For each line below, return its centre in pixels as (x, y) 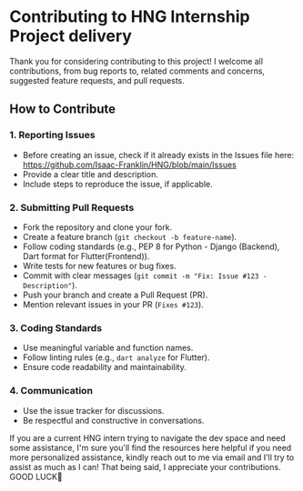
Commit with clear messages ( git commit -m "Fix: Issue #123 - (145, 276)
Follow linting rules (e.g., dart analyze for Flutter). (116, 357)
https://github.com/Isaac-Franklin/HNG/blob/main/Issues (129, 165)
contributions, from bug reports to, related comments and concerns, (137, 71)
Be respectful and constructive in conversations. (113, 420)
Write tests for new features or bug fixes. (99, 266)
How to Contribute (63, 110)
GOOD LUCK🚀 (36, 476)
